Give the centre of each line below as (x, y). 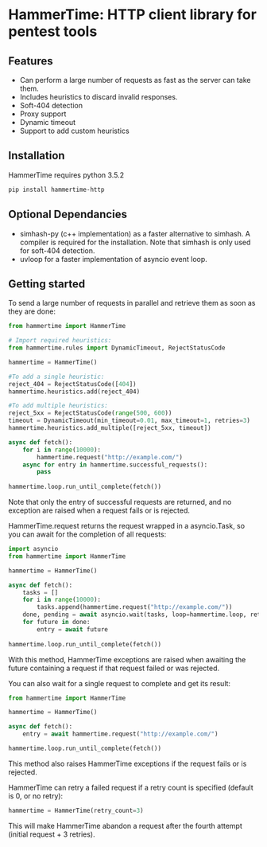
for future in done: (56, 623)
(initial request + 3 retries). (52, 834)
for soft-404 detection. (57, 250)
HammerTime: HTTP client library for (132, 15)
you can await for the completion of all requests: (87, 534)
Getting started (47, 284)
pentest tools (53, 31)
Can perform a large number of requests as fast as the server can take (135, 80)
